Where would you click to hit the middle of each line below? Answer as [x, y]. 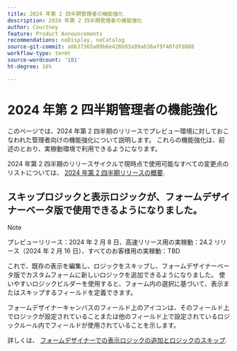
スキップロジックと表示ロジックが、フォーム [105, 196]
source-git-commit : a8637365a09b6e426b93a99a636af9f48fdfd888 [101, 47]
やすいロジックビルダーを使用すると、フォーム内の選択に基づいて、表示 [118, 284]
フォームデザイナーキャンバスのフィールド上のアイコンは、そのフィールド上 [118, 308]
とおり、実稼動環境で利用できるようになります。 [90, 149]
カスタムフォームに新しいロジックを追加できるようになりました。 [122, 275]
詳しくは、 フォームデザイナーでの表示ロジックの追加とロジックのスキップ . [117, 340]
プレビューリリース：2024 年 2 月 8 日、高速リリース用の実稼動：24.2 [110, 242]
